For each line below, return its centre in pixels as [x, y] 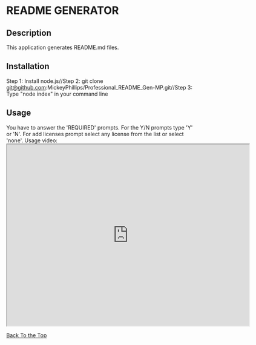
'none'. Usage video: [32, 140]
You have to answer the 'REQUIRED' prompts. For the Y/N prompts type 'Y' [100, 127]
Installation [28, 66]
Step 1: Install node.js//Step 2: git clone [55, 81]
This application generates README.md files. [63, 47]
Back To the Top [27, 335]
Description [29, 33]
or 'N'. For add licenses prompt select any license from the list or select [95, 134]
